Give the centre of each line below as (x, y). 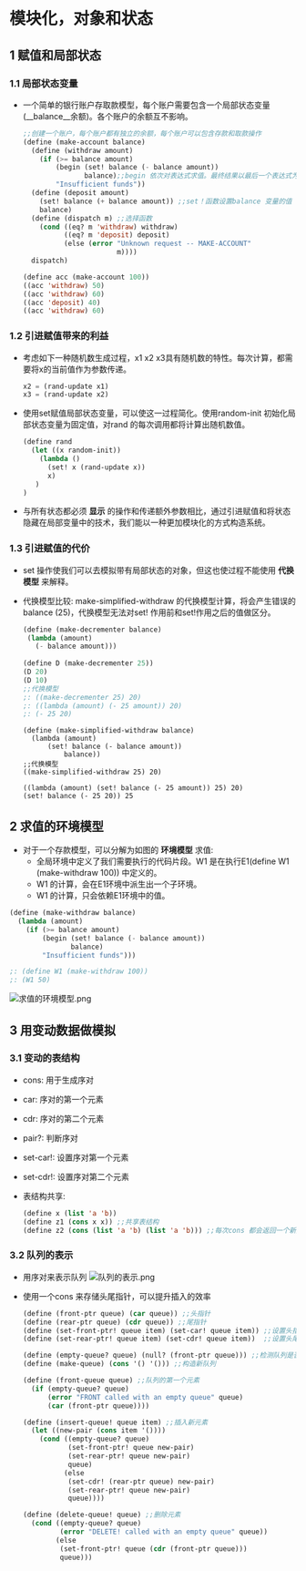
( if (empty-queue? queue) (80, 1389)
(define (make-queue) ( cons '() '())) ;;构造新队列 (119, 1364)
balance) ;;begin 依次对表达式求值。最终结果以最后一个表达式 (188, 176)
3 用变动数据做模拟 (63, 1030)
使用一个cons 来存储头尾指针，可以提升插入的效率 (117, 1296)
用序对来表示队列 (55, 1277)
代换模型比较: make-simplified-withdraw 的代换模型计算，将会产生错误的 (159, 601)
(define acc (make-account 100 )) (86, 277)
